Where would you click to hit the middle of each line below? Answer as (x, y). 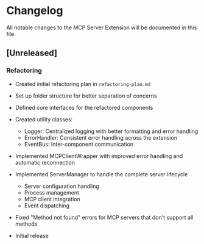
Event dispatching (47, 206)
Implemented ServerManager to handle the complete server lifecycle (101, 174)
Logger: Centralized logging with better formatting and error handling (111, 131)
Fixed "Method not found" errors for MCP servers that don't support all (104, 217)
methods (26, 224)
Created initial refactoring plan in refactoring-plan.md (83, 84)
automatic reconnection (45, 162)
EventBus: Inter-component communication (79, 144)
